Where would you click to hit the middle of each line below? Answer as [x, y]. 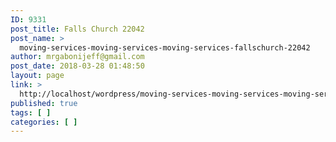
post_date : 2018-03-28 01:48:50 [77, 66]
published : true [44, 103]
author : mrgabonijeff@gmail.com [77, 57]
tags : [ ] [31, 112]
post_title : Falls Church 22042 [77, 29]
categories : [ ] [44, 122]
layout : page [37, 76]
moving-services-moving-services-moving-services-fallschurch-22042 [165, 47]
